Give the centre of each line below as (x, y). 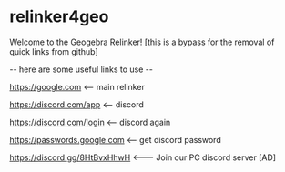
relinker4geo (59, 17)
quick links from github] (54, 51)
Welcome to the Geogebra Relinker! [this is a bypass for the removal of (142, 42)
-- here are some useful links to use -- (81, 69)
